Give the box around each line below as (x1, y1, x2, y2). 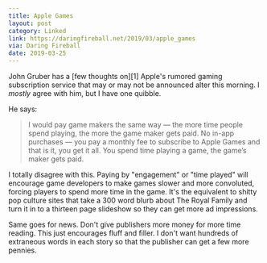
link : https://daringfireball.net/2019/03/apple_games (8, 34, 196, 43)
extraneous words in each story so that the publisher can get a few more (8, 237, 249, 246)
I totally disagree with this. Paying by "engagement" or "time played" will (8, 170, 249, 179)
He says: (8, 104, 38, 114)
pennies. (8, 245, 38, 255)
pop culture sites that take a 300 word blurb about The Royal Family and (8, 195, 248, 205)
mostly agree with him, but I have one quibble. (8, 89, 162, 98)
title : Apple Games (8, 11, 74, 20)
